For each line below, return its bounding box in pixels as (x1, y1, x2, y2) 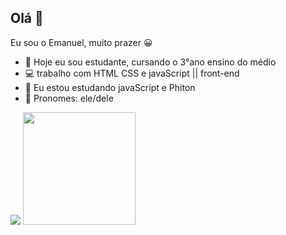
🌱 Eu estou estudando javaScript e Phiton (24, 81, 196, 93)
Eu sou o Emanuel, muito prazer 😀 (10, 36, 153, 48)
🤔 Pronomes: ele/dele (24, 92, 114, 104)
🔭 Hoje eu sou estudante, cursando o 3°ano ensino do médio (24, 56, 277, 68)
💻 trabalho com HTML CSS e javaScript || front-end (24, 67, 240, 79)
